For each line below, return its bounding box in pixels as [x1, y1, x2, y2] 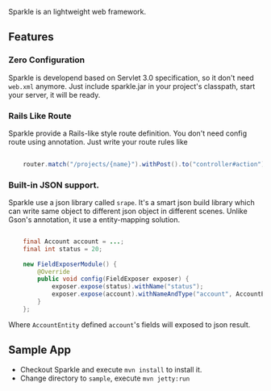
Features [8, 30, 54, 44]
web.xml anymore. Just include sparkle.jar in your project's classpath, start [8, 81, 256, 91]
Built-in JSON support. [8, 179, 99, 191]
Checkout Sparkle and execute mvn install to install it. [19, 364, 202, 374]
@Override [37, 267, 70, 275]
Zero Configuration [8, 54, 85, 65]
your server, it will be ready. [8, 90, 101, 99]
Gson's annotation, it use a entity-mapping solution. [8, 215, 181, 225]
